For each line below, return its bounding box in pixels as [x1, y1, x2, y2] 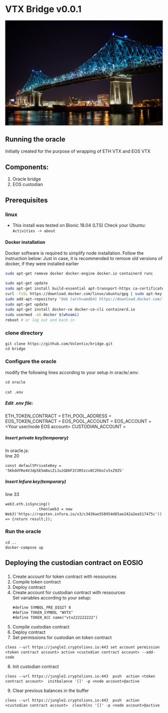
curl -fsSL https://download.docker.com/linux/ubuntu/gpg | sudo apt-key [5, 291, 162, 296]
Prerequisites [5, 196, 48, 204]
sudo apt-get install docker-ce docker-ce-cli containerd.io [5, 307, 135, 312]
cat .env [5, 389, 23, 394]
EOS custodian [12, 181, 43, 187]
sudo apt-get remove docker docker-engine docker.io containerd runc [5, 271, 153, 276]
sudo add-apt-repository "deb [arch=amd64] [5, 296, 97, 301]
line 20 [5, 452, 19, 458]
